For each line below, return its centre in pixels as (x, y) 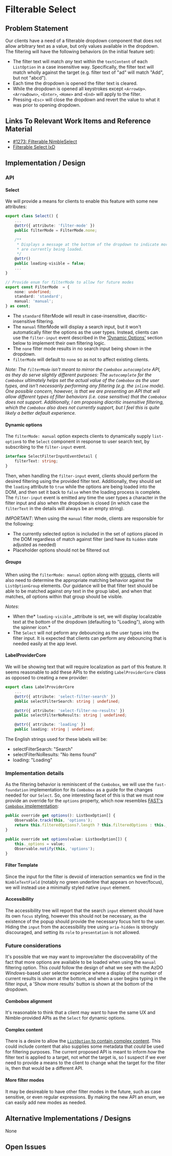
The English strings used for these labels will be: (56, 739)
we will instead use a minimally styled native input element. (68, 887)
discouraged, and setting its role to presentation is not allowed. (73, 932)
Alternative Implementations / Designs (68, 1119)
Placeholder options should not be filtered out (61, 550)
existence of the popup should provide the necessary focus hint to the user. (85, 921)
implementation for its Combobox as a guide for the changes (91, 790)
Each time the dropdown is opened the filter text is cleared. (75, 83)
